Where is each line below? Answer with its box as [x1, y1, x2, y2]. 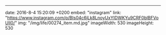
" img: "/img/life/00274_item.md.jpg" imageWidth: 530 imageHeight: [14, 20, 154, 26]
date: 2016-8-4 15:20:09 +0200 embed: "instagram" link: [5, 10, 122, 15]
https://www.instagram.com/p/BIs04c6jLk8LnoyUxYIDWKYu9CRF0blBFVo [7, 15, 159, 20]
